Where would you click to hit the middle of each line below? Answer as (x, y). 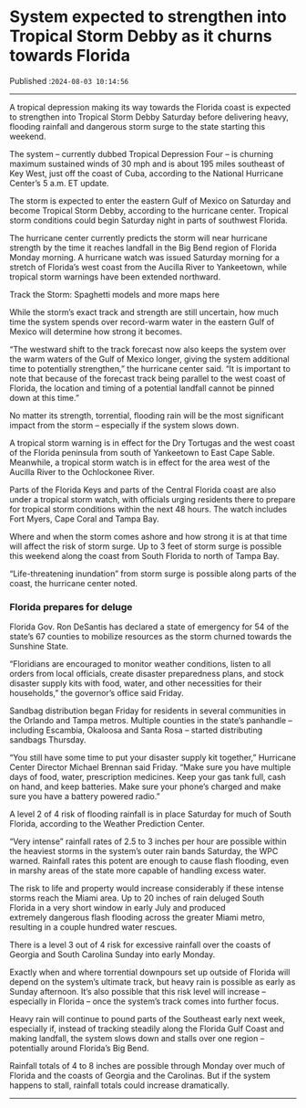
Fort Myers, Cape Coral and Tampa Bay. (84, 519)
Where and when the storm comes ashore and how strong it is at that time (148, 536)
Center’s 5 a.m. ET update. (59, 183)
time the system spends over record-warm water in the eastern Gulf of (142, 322)
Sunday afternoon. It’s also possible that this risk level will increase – (138, 992)
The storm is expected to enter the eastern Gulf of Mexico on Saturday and (150, 200)
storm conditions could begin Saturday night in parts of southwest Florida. (149, 220)
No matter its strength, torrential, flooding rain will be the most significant (147, 415)
